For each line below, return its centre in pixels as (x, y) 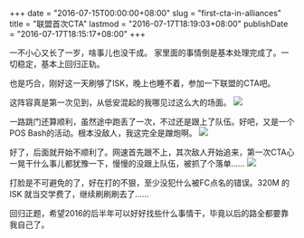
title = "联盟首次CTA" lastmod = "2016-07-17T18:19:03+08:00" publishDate (149, 24)
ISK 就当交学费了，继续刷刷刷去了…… (79, 194)
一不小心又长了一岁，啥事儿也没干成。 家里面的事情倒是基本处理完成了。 (145, 52)
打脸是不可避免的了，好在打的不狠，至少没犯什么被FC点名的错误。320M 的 (150, 183)
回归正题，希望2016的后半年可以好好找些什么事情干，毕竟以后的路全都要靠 (149, 213)
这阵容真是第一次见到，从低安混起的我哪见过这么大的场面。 (120, 102)
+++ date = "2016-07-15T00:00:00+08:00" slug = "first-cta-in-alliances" (146, 13)
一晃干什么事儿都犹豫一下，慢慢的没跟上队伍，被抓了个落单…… (128, 163)
